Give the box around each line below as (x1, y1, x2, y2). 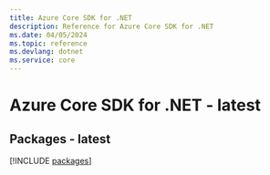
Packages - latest (9, 131, 111, 147)
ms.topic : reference (9, 38, 88, 48)
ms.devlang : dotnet (9, 47, 84, 57)
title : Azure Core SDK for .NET (9, 13, 132, 23)
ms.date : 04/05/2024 (9, 30, 88, 39)
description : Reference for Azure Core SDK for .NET (9, 22, 214, 31)
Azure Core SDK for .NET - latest (9, 95, 262, 116)
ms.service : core (9, 56, 76, 65)
